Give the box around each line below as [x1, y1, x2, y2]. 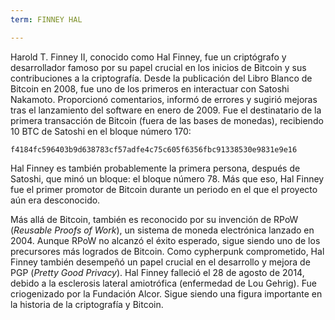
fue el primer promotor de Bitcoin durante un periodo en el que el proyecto [10, 183, 318, 195]
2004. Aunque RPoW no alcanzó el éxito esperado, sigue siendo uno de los [10, 234, 321, 246]
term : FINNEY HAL [10, 14, 83, 25]
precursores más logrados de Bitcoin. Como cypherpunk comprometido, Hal [10, 245, 325, 257]
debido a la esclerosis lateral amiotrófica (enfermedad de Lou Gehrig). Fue [10, 277, 317, 289]
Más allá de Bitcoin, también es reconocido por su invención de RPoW [10, 213, 299, 225]
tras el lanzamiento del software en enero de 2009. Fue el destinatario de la [10, 104, 322, 116]
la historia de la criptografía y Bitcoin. [10, 298, 164, 310]
